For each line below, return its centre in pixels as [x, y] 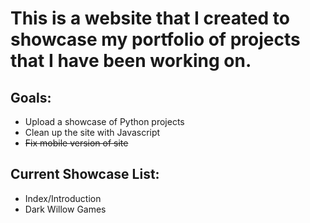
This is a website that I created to [150, 18]
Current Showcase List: [85, 174]
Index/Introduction [63, 198]
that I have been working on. [131, 61]
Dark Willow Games [65, 209]
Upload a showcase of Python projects [104, 121]
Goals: [31, 97]
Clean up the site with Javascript [92, 132]
